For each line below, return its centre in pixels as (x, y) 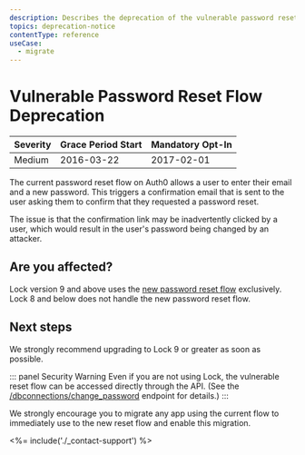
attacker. (26, 239)
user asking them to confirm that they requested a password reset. (134, 202)
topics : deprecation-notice (63, 26)
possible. (26, 359)
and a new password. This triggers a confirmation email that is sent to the (147, 193)
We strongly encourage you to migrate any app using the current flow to (144, 413)
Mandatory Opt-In (192, 144)
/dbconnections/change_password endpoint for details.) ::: (119, 395)
